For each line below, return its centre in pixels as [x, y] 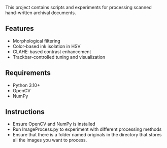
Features [20, 29]
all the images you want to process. [50, 140]
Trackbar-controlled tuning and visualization [59, 57]
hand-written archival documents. [41, 13]
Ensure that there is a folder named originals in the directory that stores [87, 135]
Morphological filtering [37, 41]
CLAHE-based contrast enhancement [52, 51]
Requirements [28, 73]
